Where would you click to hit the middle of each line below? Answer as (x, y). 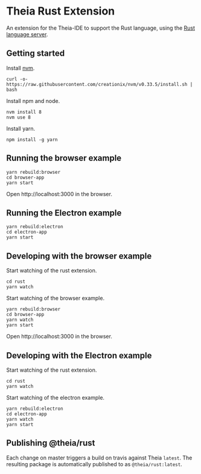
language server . (27, 34)
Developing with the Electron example (79, 355)
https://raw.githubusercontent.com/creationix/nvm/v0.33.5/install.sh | (100, 84)
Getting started (36, 54)
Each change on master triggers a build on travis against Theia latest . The (99, 458)
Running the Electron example (64, 213)
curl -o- (17, 79)
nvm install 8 (24, 112)
